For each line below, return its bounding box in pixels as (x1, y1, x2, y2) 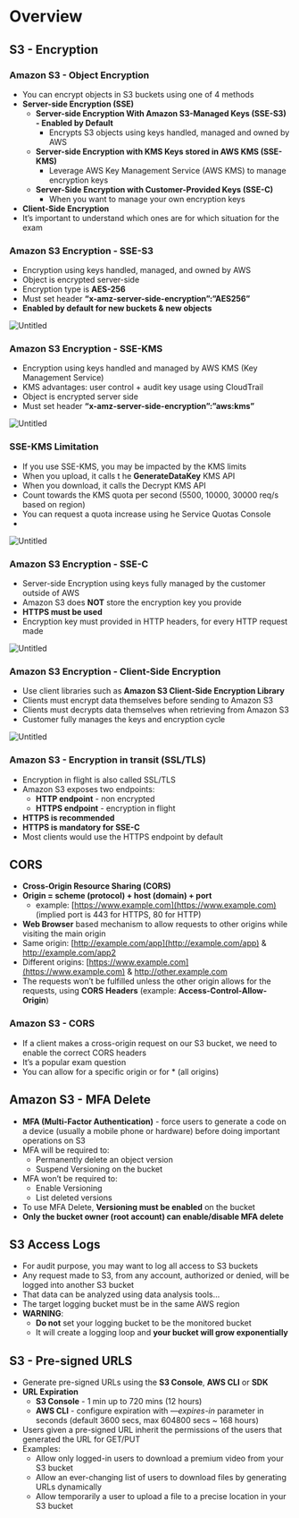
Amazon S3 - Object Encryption (9, 69, 150, 81)
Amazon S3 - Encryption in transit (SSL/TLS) (9, 754, 207, 766)
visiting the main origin (21, 928, 106, 939)
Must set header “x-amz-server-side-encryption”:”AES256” (21, 294, 251, 304)
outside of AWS (21, 588, 80, 599)
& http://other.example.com (127, 967, 228, 977)
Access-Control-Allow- (178, 985, 268, 996)
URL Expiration (21, 1386, 79, 1397)
